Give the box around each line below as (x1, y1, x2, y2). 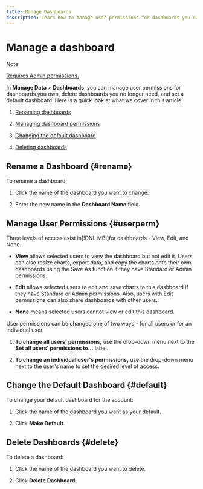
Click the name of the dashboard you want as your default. (14, 408, 161, 415)
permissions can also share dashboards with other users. (14, 297, 158, 304)
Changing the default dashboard (14, 132, 96, 139)
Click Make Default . (14, 419, 65, 427)
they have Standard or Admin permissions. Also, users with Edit (14, 290, 173, 297)
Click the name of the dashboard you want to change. (14, 189, 149, 197)
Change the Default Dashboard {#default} (6, 380, 167, 390)
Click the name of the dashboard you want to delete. (14, 465, 146, 472)
